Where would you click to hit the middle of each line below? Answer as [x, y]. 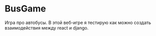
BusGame [25, 9]
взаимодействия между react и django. [47, 27]
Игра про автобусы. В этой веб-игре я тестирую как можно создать [78, 22]
